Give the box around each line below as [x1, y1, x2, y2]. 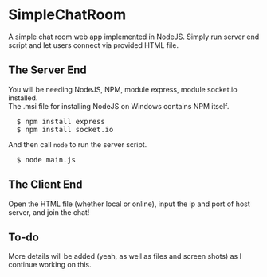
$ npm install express [16, 117, 105, 126]
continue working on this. [8, 260, 92, 270]
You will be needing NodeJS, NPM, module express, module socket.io [8, 84, 238, 94]
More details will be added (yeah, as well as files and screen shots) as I [8, 252, 241, 261]
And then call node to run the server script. [8, 139, 147, 149]
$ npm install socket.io [16, 125, 114, 134]
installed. [8, 93, 38, 103]
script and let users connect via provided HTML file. [8, 40, 179, 49]
